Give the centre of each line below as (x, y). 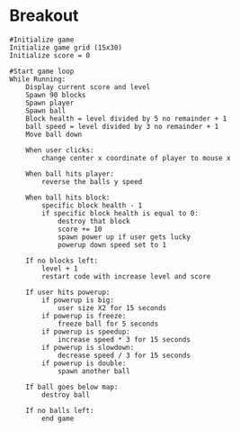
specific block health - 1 (92, 205)
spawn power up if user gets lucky (124, 237)
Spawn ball (46, 110)
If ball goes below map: (72, 387)
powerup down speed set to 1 (112, 244)
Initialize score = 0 (50, 55)
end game (58, 418)
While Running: (38, 79)
